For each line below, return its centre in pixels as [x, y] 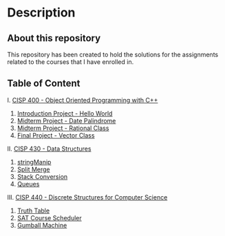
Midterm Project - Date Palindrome [66, 120]
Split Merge [33, 169]
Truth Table [33, 211]
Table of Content [44, 84]
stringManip [34, 162]
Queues [28, 184]
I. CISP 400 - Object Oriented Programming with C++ [83, 100]
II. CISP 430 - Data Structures [49, 149]
